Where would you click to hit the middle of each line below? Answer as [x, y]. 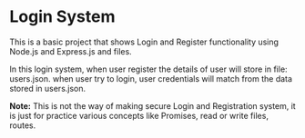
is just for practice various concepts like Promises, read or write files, [139, 115]
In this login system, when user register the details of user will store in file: [149, 69]
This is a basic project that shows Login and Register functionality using [144, 42]
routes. [23, 125]
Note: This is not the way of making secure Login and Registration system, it [152, 105]
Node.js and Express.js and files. [71, 51]
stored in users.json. [48, 88]
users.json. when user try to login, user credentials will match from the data [151, 78]
